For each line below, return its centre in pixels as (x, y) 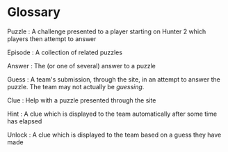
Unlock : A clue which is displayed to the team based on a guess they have (114, 135)
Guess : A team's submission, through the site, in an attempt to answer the (114, 79)
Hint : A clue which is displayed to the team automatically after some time (112, 114)
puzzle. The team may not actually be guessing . (76, 86)
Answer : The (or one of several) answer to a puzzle (82, 66)
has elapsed (25, 121)
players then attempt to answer (52, 38)
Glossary (34, 12)
